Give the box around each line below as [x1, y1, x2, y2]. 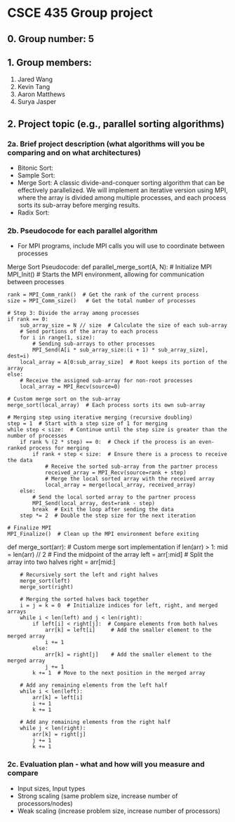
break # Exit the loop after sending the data [32, 506, 174, 513]
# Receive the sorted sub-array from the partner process [44, 463, 218, 471]
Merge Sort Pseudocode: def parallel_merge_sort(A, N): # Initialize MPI [7, 263, 213, 271]
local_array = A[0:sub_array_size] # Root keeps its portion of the [20, 359, 228, 366]
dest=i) [7, 353, 30, 360]
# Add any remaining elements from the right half [20, 719, 171, 726]
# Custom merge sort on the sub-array [7, 396, 121, 403]
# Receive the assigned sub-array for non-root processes [20, 377, 193, 384]
